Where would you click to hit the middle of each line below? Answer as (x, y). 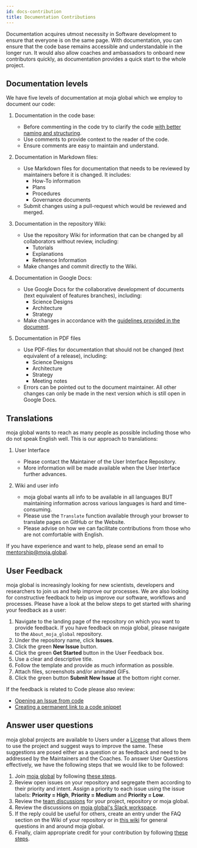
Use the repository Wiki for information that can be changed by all (103, 235)
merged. (34, 212)
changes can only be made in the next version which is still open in (105, 394)
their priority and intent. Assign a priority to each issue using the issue (100, 788)
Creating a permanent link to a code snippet (68, 707)
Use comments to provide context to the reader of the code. (96, 140)
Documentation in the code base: (55, 116)
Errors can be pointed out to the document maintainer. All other (100, 387)
